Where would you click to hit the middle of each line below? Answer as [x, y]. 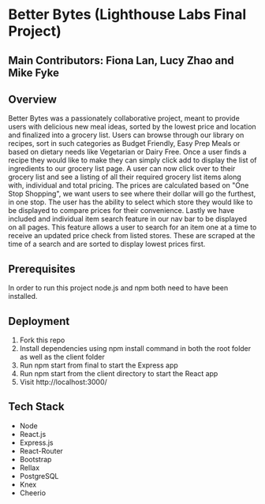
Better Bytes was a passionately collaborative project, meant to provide [124, 118]
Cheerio [32, 493]
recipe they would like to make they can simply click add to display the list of [132, 160]
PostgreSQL [39, 476]
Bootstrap [35, 459]
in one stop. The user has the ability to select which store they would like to [131, 202]
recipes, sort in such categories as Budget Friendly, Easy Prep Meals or [124, 144]
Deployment [39, 321]
